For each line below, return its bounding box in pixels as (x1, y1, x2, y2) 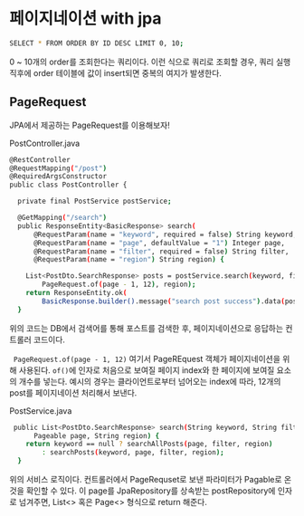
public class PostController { (9, 180, 128, 190)
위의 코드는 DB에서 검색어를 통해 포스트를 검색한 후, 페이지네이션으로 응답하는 (9, 322, 283, 333)
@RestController (9, 155, 71, 164)
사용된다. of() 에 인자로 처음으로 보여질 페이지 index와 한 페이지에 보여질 (18, 364, 275, 376)
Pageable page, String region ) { (33, 431, 160, 440)
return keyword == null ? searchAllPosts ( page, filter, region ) (25, 440, 273, 449)
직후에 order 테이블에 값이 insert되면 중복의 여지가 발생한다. (9, 67, 222, 78)
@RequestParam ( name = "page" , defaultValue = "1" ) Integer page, (33, 238, 285, 247)
